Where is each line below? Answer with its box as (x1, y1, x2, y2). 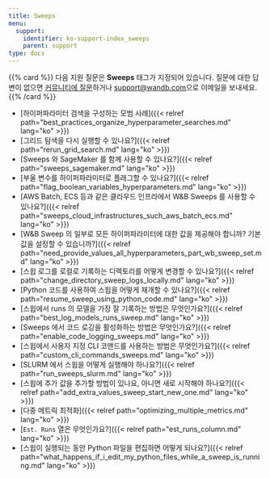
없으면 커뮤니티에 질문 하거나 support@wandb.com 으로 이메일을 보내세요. (23, 82, 257, 92)
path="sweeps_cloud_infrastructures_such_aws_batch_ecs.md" (19, 211, 233, 220)
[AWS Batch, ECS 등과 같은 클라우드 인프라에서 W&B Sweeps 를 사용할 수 (19, 191, 256, 201)
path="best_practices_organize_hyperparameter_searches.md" (19, 118, 232, 127)
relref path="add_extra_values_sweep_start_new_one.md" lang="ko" (19, 388, 249, 396)
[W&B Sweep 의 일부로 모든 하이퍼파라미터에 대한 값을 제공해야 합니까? (19, 229, 247, 238)
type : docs (8, 49, 45, 57)
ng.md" (19, 461, 46, 470)
